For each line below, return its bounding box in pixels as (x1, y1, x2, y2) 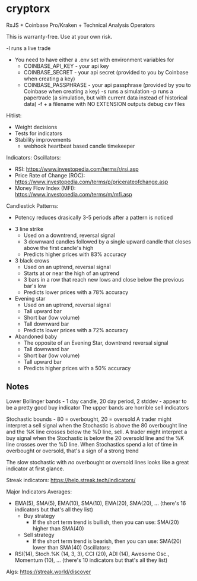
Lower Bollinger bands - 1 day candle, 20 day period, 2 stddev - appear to (6, 398, 187, 405)
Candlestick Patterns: (6, 202, 59, 210)
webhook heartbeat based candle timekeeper (23, 142, 135, 149)
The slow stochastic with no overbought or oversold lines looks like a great (6, 458, 189, 466)
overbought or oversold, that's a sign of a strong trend (6, 447, 139, 454)
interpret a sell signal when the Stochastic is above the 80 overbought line (6, 421, 188, 429)
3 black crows (14, 257, 49, 264)
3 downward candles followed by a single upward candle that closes (23, 238, 191, 245)
